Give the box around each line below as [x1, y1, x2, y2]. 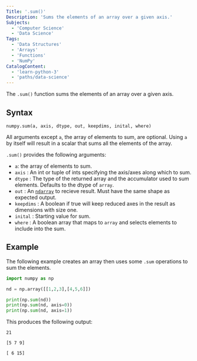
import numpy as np [6, 275, 54, 281]
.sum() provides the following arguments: [6, 151, 106, 158]
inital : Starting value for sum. [14, 213, 91, 220]
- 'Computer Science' [11, 25, 65, 31]
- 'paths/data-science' [11, 74, 70, 80]
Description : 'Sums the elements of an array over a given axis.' [6, 14, 173, 20]
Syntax [6, 107, 33, 118]
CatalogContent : [6, 63, 46, 69]
